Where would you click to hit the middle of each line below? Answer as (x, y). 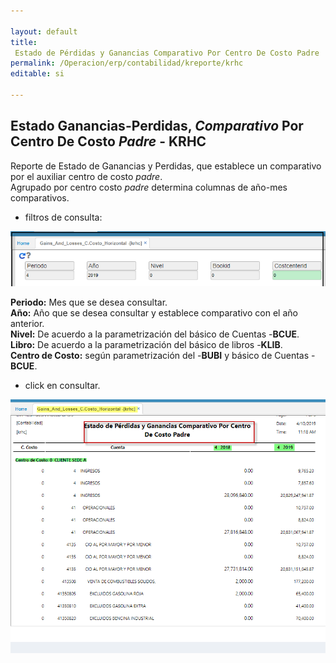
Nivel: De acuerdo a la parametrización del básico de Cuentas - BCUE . (155, 334)
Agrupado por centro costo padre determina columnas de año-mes (149, 187)
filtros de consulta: (63, 217)
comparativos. (40, 197)
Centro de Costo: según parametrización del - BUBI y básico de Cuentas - (163, 356)
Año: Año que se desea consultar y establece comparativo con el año (154, 313)
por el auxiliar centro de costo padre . (86, 176)
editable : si (37, 74)
